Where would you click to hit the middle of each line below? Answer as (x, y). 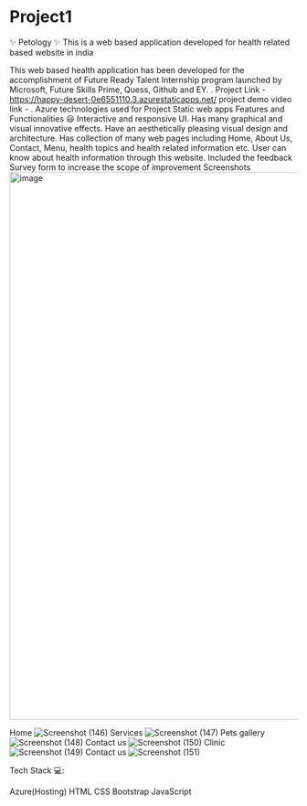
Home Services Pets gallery (137, 732)
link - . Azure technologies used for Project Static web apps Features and (147, 109)
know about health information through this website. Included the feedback (151, 157)
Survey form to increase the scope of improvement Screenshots (130, 167)
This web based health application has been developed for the (127, 69)
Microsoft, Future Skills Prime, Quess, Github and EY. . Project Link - (138, 90)
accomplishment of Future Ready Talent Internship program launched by (146, 80)
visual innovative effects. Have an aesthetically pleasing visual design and (148, 128)
